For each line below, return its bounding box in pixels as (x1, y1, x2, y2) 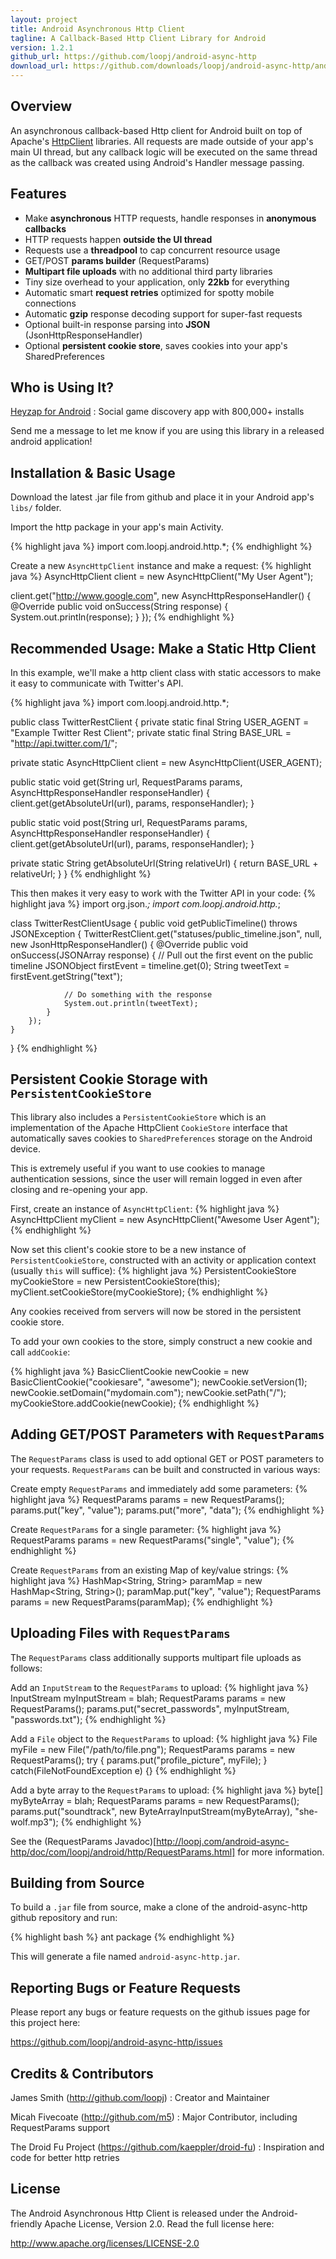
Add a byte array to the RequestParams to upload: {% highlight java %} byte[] (10, 1784, 324, 1796)
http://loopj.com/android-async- (156, 1835, 290, 1847)
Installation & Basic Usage (10, 464, 176, 481)
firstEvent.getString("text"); (10, 971, 123, 983)
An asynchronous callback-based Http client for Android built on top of (10, 124, 303, 136)
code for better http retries (10, 2151, 120, 2163)
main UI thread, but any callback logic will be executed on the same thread (10, 146, 318, 158)
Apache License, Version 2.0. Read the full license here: (44, 2217, 275, 2230)
